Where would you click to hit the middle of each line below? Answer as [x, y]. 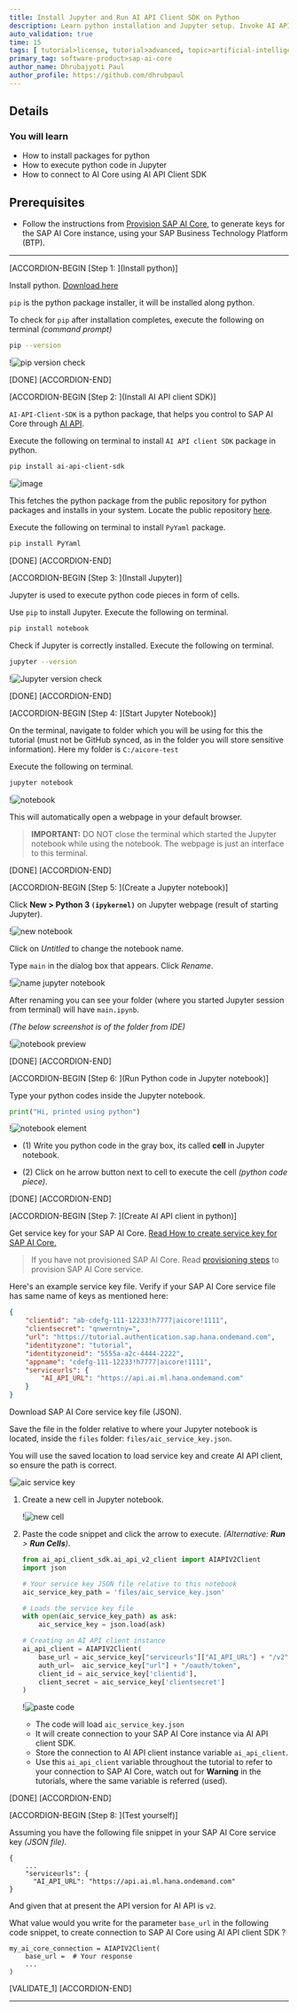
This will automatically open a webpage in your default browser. [125, 817]
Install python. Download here [64, 286]
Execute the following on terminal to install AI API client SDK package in [143, 441]
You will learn [39, 137]
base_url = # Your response [79, 1957]
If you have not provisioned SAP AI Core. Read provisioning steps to [155, 1260]
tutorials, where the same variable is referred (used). [131, 1781]
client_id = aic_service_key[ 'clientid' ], [118, 1674]
